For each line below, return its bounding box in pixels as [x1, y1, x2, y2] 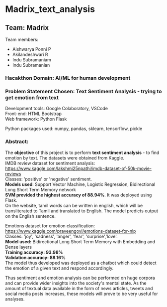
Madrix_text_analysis [5, 3, 95, 15]
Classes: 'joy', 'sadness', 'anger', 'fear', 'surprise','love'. [5, 233, 118, 239]
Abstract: [5, 138, 29, 145]
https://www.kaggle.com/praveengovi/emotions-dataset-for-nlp [5, 228, 136, 234]
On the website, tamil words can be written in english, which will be [5, 202, 143, 208]
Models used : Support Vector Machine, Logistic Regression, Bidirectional [5, 181, 156, 187]
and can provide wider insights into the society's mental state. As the [5, 280, 147, 286]
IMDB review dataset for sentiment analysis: [5, 160, 95, 166]
